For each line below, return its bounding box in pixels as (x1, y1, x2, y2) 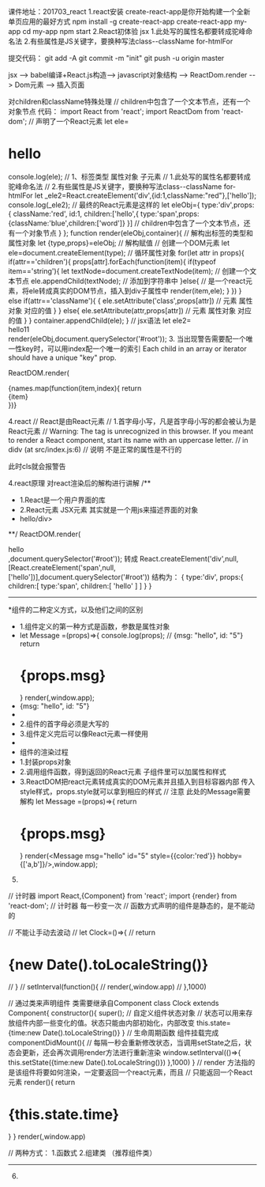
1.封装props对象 (19, 757, 72, 766)
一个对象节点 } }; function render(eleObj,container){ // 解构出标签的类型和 (14, 228, 254, 237)
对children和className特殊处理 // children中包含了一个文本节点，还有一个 (8, 97, 251, 106)
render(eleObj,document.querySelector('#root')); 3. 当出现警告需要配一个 (8, 334, 247, 343)
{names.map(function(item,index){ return (8, 383, 142, 393)
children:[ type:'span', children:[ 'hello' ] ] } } (8, 580, 152, 591)
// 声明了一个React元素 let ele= (28, 117, 129, 126)
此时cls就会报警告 (8, 461, 66, 471)
